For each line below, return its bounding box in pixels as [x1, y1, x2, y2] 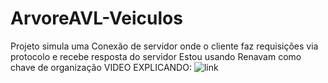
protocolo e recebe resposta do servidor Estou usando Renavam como [10, 50, 302, 62]
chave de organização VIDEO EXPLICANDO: [10, 61, 192, 73]
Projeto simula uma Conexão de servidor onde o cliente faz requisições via [10, 40, 319, 52]
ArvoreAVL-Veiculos [10, 7, 183, 30]
